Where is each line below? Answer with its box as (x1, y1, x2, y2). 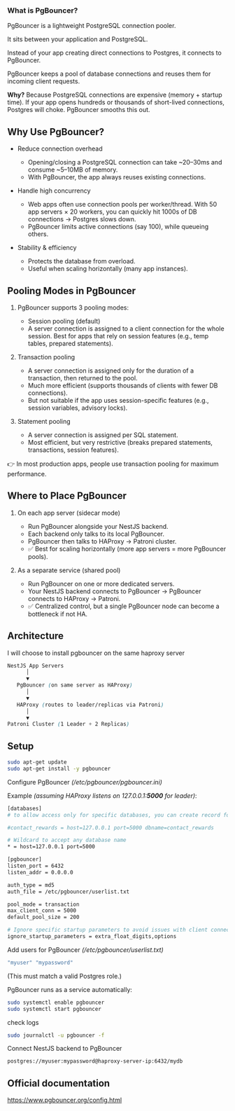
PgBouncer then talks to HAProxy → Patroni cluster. (27, 537, 177, 545)
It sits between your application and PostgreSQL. (7, 35, 148, 43)
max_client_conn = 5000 (7, 907, 77, 914)
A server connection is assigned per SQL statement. (27, 430, 178, 439)
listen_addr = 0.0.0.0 (7, 869, 73, 876)
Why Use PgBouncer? (7, 125, 105, 138)
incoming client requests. (7, 77, 80, 85)
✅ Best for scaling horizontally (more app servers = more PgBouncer (27, 544, 226, 553)
